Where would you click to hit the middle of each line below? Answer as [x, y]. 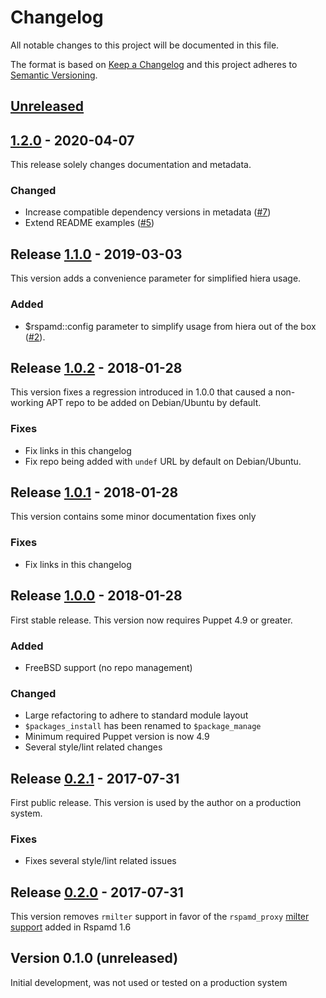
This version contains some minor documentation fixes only [133, 517]
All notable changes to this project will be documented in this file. [145, 45]
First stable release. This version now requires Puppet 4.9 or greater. [151, 620]
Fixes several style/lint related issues [100, 861]
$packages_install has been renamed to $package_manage [143, 726]
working [27, 403]
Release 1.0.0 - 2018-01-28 [96, 596]
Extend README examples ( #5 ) [89, 223]
